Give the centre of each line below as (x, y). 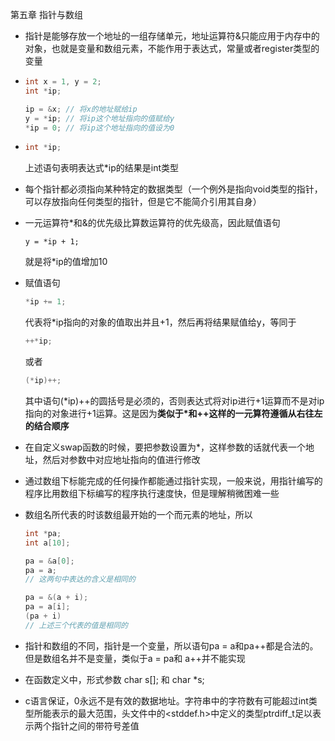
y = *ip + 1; (52, 242)
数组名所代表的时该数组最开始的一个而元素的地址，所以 (138, 514)
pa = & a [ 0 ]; (49, 561)
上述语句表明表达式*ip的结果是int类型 (102, 168)
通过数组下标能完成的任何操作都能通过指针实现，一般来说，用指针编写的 (173, 480)
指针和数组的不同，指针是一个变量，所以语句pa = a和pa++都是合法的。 (171, 645)
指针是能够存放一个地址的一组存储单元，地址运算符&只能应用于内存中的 (172, 36)
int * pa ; (43, 533)
